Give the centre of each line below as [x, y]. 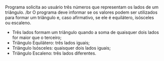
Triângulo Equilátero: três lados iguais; [51, 43]
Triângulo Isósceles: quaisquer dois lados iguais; [61, 48]
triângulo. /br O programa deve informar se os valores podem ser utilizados [82, 12]
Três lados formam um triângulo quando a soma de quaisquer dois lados [85, 32]
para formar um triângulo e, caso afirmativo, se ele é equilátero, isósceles [80, 17]
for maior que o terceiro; [37, 37]
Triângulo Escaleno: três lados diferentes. [54, 53]
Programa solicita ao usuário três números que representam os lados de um [82, 7]
